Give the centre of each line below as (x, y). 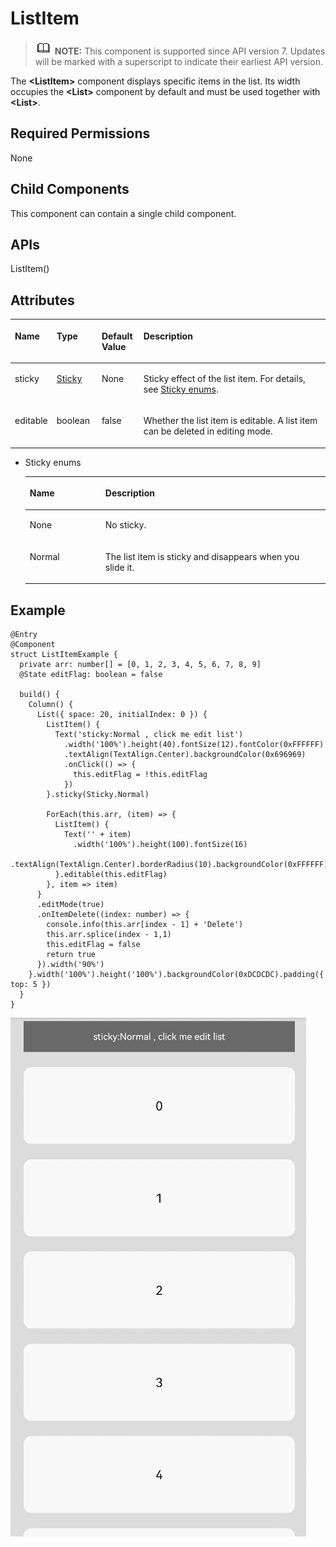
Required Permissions (80, 133)
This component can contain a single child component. (123, 213)
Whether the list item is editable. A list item (230, 421)
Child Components (70, 189)
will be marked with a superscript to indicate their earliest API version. (178, 61)
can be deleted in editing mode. (208, 431)
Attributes (42, 300)
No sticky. (125, 525)
